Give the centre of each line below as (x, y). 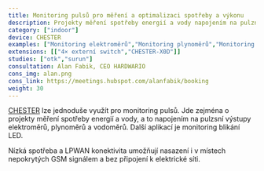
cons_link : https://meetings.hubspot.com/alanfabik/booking (109, 81)
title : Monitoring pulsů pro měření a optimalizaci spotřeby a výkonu (126, 15)
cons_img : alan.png (40, 74)
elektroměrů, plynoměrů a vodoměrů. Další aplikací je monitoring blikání (124, 127)
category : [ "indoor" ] (44, 30)
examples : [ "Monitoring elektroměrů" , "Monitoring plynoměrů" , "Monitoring (132, 45)
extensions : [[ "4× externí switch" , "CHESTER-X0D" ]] (94, 52)
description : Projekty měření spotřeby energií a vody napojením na (123, 23)
